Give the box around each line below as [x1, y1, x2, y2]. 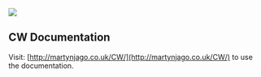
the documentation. [8, 61, 75, 71]
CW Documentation [8, 31, 111, 45]
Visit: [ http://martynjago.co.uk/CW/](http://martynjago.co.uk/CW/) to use [8, 52, 254, 62]
